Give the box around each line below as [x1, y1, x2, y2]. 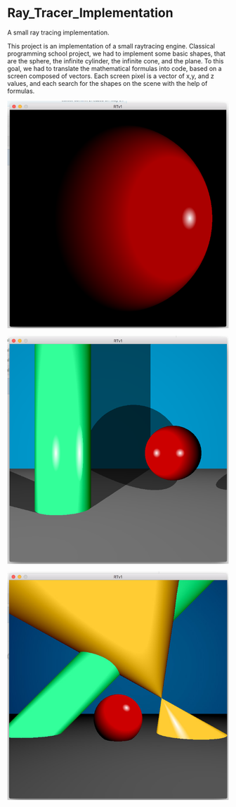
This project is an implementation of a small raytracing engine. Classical [7, 42, 216, 50]
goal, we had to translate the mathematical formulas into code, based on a [7, 64, 223, 72]
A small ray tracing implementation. [7, 28, 110, 37]
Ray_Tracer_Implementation [7, 5, 173, 21]
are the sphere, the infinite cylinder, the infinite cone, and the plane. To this [7, 56, 224, 65]
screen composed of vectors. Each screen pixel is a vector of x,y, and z [7, 72, 214, 80]
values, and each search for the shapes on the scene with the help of [7, 79, 208, 87]
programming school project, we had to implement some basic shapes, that [7, 49, 226, 58]
